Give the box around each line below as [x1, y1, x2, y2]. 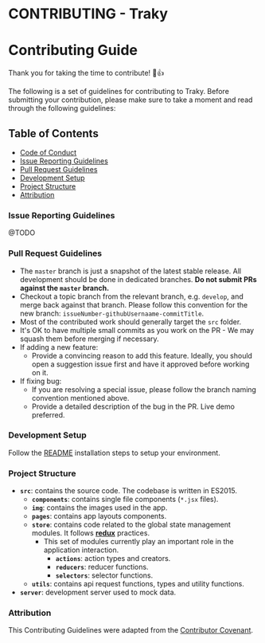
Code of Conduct [19, 147, 77, 157]
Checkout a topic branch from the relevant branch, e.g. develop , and [19, 292, 244, 301]
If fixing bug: [19, 376, 62, 386]
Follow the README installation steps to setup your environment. [8, 448, 220, 457]
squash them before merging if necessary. [19, 334, 159, 343]
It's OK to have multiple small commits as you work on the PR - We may [19, 325, 255, 335]
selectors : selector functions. [55, 570, 154, 580]
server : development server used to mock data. [19, 587, 177, 598]
